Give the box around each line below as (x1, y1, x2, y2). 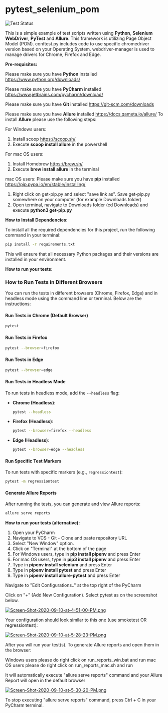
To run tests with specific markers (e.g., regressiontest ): (5, 469, 123, 475)
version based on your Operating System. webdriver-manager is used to (5, 46, 154, 52)
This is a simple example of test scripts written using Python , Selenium (5, 30, 153, 36)
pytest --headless (12, 409, 51, 414)
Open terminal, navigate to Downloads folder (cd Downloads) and (12, 202, 148, 208)
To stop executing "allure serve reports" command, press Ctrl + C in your (5, 697, 156, 703)
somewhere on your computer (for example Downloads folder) (12, 196, 142, 202)
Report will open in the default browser (5, 677, 86, 684)
